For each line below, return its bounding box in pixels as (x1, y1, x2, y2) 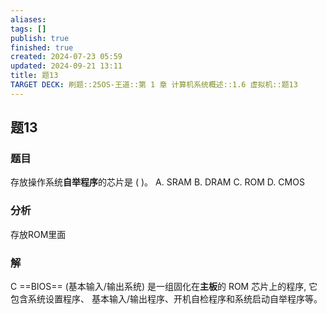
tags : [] (10, 24, 47, 34)
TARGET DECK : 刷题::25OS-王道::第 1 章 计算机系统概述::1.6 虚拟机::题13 (10, 80, 298, 90)
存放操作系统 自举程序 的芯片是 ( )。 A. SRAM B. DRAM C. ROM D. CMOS (10, 176, 305, 188)
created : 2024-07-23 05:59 (10, 52, 123, 62)
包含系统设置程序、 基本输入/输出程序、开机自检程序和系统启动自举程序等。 (10, 293, 323, 305)
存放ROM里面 (10, 228, 67, 240)
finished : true (10, 42, 74, 53)
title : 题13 (10, 71, 59, 81)
